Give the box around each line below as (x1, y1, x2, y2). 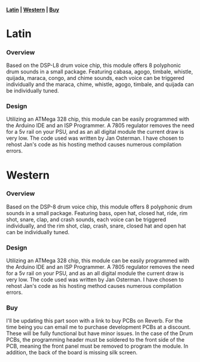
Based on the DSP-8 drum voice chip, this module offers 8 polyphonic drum (6, 203, 193, 210)
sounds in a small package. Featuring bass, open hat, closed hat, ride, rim (6, 209, 188, 216)
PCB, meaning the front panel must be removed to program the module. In (6, 342, 189, 350)
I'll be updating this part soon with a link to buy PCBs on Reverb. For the (6, 317, 183, 324)
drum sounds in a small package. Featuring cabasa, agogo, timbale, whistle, (6, 68, 193, 75)
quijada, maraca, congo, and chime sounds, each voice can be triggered (6, 75, 184, 82)
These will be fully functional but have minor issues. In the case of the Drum (6, 330, 193, 337)
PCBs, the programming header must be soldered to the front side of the (6, 336, 185, 343)
